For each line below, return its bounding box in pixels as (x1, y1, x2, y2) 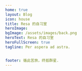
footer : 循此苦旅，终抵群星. (5, 58, 59, 63)
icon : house (5, 16, 30, 21)
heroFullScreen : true (5, 40, 50, 45)
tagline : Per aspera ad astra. (5, 44, 70, 49)
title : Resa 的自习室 (5, 21, 47, 26)
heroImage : (5, 26, 28, 31)
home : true (5, 7, 28, 12)
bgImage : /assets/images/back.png (5, 30, 77, 35)
